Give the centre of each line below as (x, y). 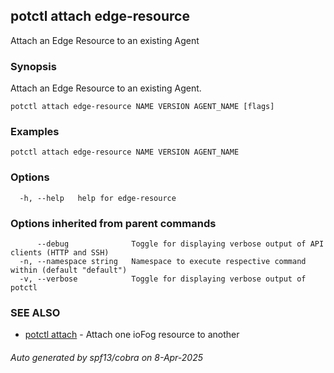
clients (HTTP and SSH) (60, 253)
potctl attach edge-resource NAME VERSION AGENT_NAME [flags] (142, 107)
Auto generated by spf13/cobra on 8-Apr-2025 (107, 357)
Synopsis (33, 66)
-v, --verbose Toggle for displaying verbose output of (163, 279)
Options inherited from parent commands (113, 223)
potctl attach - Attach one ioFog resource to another (132, 335)
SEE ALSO (35, 312)
